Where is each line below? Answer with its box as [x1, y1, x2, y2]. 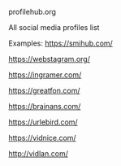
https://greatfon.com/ [8, 85, 80, 95]
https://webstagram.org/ [8, 55, 91, 63]
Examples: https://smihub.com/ [8, 38, 114, 48]
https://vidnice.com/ [8, 133, 76, 142]
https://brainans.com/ [8, 102, 81, 111]
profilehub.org [8, 7, 57, 16]
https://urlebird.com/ [8, 117, 79, 127]
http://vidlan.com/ [8, 149, 69, 158]
